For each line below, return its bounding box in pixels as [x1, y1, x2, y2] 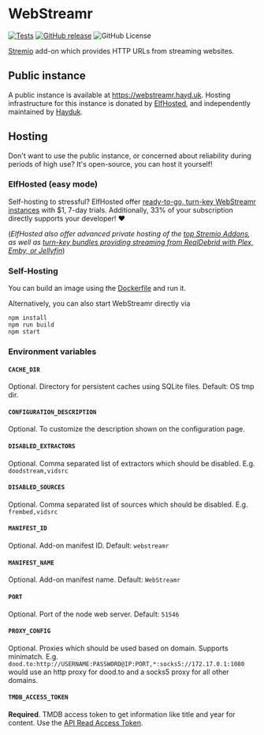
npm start [8, 328, 41, 336]
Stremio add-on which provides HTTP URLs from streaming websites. [8, 46, 235, 55]
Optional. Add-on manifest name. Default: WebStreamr [8, 575, 181, 585]
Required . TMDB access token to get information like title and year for [8, 709, 236, 719]
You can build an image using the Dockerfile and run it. [8, 284, 187, 293]
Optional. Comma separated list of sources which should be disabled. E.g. [8, 499, 248, 509]
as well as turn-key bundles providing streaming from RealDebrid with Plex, [8, 237, 254, 247]
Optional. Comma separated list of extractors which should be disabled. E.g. [8, 458, 255, 468]
